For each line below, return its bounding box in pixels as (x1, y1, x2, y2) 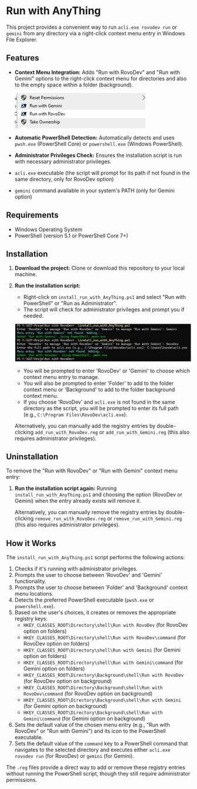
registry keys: (14, 615, 48, 622)
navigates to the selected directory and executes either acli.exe (14, 746, 171, 753)
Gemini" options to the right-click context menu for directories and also (14, 75, 187, 82)
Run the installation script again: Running (14, 485, 117, 492)
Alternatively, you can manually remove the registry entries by (14, 509, 165, 516)
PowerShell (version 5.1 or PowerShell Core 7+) (14, 232, 128, 239)
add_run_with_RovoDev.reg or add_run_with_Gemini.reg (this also (35, 428, 190, 435)
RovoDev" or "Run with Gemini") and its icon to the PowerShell (14, 727, 166, 735)
